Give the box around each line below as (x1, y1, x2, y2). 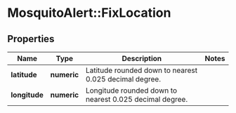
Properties (7, 33, 55, 45)
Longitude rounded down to (85, 86, 178, 95)
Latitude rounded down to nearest (85, 65, 198, 75)
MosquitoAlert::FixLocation (7, 5, 171, 21)
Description (122, 54, 162, 63)
